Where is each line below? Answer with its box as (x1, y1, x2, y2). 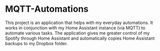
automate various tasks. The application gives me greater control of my (5, 30, 150, 36)
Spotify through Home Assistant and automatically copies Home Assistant (5, 35, 155, 41)
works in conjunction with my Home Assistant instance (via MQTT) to (5, 25, 146, 30)
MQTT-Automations (5, 3, 89, 15)
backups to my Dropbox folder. (5, 40, 68, 46)
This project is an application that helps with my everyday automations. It (5, 20, 154, 25)
